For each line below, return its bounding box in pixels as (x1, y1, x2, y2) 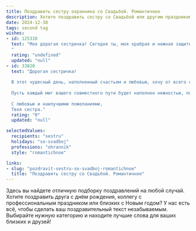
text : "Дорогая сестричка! (11, 68, 77, 74)
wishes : (6, 30, 25, 36)
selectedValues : (6, 128, 45, 134)
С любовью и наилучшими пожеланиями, (11, 101, 103, 107)
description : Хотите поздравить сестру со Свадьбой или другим (6, 14, 163, 20)
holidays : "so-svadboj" (11, 139, 69, 144)
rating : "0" (11, 112, 41, 118)
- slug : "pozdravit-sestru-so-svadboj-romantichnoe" (6, 166, 137, 171)
